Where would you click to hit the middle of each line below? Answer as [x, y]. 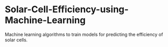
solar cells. [16, 40]
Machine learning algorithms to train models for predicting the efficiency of [84, 34]
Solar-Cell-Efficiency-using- [67, 9]
